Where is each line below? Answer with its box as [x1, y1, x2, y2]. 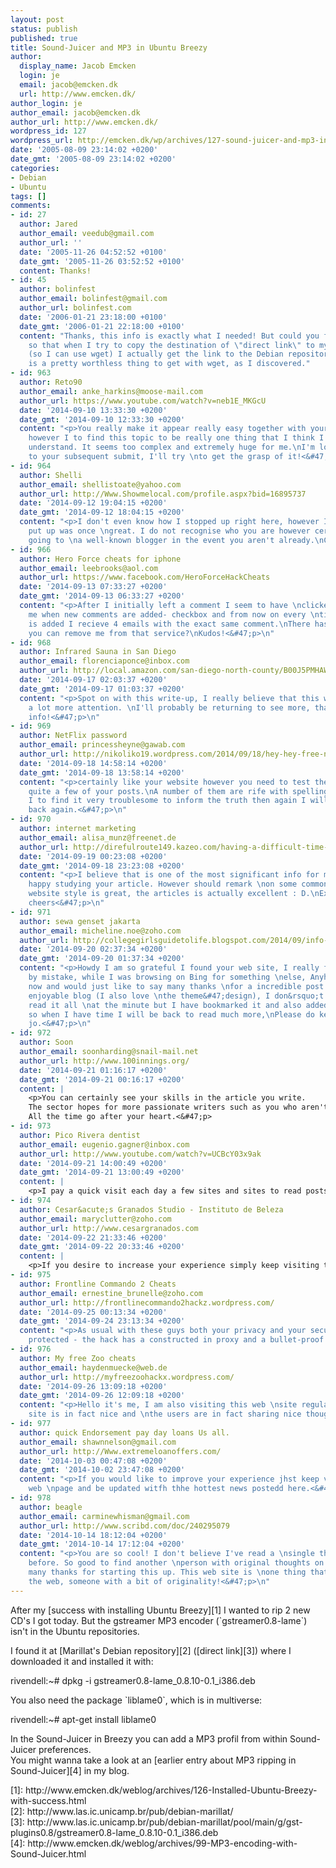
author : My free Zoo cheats [19, 1353, 137, 1363]
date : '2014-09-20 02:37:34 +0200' [19, 944, 168, 955]
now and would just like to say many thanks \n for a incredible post [28, 981, 325, 991]
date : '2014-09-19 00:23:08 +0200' [19, 851, 168, 861]
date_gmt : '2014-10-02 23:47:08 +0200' [19, 1465, 186, 1475]
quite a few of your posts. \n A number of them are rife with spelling [28, 786, 329, 796]
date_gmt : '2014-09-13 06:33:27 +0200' [19, 591, 186, 601]
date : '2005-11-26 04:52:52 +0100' [19, 247, 168, 257]
